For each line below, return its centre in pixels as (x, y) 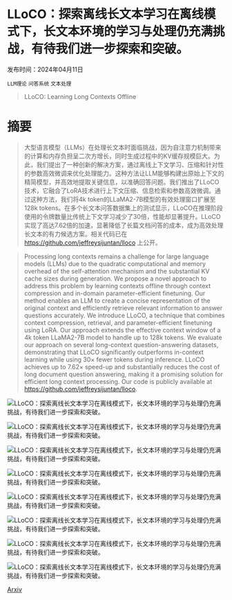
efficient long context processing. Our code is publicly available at (118, 381)
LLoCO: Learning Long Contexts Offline (80, 96)
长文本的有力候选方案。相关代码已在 (76, 233)
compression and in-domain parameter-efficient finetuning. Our (115, 293)
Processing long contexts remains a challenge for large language (116, 256)
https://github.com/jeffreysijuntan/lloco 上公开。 (93, 242)
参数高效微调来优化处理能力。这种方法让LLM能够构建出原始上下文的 (127, 173)
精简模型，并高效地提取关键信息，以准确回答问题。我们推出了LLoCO (122, 182)
